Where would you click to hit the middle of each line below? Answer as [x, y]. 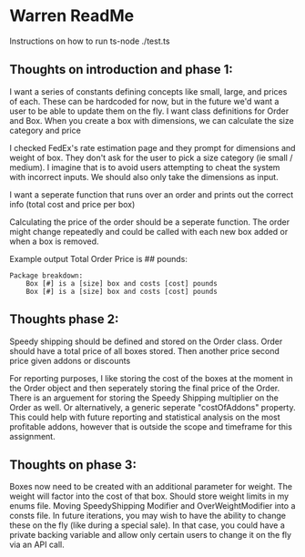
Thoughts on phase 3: [73, 465]
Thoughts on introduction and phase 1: [122, 70]
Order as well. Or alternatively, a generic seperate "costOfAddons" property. [152, 407]
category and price [46, 130]
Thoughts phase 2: [64, 319]
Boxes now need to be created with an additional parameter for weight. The [151, 487]
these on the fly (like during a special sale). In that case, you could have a [147, 525]
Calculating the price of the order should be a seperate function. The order [149, 222]
